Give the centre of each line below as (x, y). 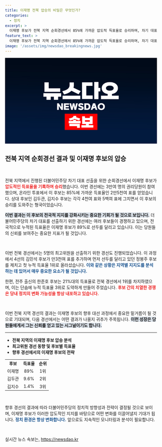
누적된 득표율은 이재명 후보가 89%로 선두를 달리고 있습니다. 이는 (82, 227)
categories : (17, 15)
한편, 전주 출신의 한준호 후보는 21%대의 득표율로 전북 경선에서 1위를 (68, 282)
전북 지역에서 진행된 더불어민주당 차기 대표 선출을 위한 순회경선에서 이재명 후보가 (81, 181)
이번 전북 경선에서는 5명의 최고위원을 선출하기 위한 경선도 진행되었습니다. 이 (76, 253)
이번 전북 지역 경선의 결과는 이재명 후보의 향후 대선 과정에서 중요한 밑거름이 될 (78, 313)
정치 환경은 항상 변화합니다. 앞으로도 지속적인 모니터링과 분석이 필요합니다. (85, 420)
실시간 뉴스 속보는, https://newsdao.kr (42, 439)
